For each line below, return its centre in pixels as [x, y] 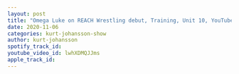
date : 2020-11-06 [33, 27]
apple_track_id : [31, 60]
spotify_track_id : [34, 47]
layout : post [27, 14]
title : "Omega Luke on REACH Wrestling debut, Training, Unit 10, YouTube [121, 20]
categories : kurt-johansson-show [57, 33]
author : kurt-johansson [43, 40]
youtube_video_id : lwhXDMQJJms [54, 54]
